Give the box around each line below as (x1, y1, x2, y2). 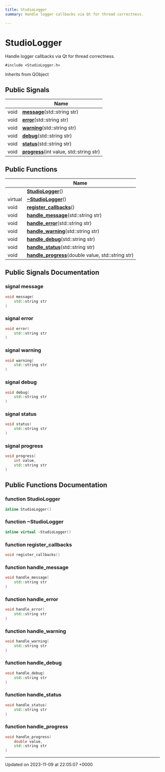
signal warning (5, 347, 42, 354)
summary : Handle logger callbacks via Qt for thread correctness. (5, 12, 144, 17)
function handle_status (5, 692, 62, 698)
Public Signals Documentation (5, 268, 100, 277)
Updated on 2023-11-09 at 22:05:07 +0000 (5, 762, 93, 768)
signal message (5, 283, 44, 290)
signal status (5, 411, 37, 418)
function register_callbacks (5, 541, 72, 548)
